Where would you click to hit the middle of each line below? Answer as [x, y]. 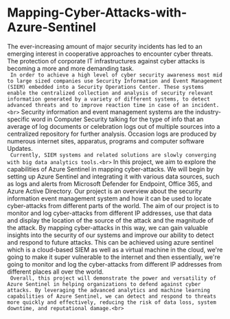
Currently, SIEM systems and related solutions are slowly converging [113, 155]
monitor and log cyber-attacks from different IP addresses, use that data [110, 213]
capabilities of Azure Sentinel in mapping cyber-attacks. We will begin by [111, 169]
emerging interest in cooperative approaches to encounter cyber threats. [110, 54]
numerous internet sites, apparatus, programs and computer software [106, 141]
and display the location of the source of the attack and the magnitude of [111, 220]
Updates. [20, 148]
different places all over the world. [56, 271]
